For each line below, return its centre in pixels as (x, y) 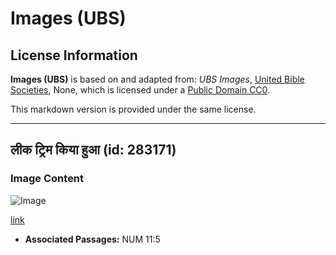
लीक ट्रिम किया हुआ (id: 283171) (93, 150)
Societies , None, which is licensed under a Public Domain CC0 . (140, 90)
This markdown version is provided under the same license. (133, 109)
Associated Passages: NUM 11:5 (92, 239)
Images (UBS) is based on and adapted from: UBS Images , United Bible (157, 79)
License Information (74, 55)
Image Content (47, 179)
